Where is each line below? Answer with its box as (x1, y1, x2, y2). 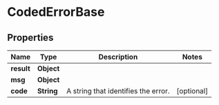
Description (98, 52, 138, 61)
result (10, 64, 31, 73)
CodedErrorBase (7, 4, 105, 20)
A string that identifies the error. (66, 86, 171, 95)
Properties (7, 32, 54, 44)
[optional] (176, 86, 209, 95)
